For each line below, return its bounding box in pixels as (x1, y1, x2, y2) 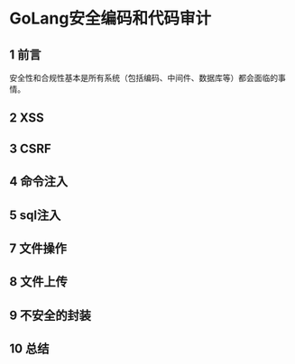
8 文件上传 (9, 274, 68, 289)
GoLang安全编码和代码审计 (9, 8, 212, 29)
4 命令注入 (9, 174, 69, 189)
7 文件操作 (9, 241, 68, 256)
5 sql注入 (9, 207, 61, 223)
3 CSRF (9, 141, 51, 156)
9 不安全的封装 (9, 307, 92, 323)
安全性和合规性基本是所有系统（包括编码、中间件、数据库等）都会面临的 (9, 73, 278, 83)
